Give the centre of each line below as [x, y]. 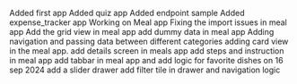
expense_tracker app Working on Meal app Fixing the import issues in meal [148, 22]
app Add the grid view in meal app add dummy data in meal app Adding [142, 32]
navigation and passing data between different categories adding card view [149, 41]
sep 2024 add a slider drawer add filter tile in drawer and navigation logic [145, 70]
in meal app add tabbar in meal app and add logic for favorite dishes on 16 [147, 60]
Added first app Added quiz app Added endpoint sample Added [127, 13]
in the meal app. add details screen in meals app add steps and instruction [147, 51]
